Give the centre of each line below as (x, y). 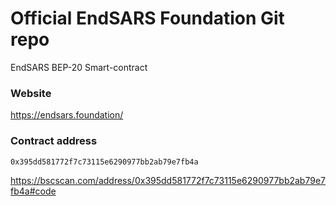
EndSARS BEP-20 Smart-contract (79, 67)
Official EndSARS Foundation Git (147, 18)
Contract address (54, 141)
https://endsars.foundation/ (67, 115)
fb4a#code (33, 191)
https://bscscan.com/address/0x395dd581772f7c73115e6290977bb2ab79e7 (168, 180)
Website (31, 93)
